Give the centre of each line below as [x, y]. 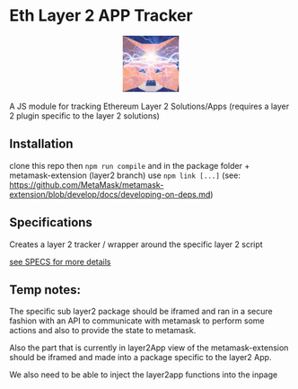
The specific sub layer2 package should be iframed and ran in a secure [141, 312]
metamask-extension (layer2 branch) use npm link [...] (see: [125, 175]
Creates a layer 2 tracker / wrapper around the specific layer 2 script [136, 244]
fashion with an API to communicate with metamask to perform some [137, 321]
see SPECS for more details [60, 261]
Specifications [51, 222]
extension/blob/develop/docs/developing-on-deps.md [110, 194]
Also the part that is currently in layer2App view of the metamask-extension [149, 348]
